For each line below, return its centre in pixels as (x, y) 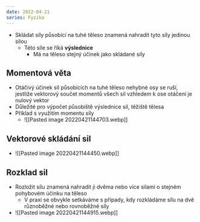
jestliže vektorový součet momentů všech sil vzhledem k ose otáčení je (103, 94)
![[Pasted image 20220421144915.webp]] (66, 212)
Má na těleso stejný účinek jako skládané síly (89, 54)
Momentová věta (39, 73)
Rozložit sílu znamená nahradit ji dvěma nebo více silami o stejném (98, 187)
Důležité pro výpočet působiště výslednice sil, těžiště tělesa (89, 107)
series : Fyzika (25, 18)
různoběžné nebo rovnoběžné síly (66, 206)
